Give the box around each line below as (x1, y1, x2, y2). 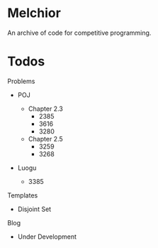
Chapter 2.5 (28, 134, 64, 143)
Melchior (7, 5, 62, 21)
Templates (7, 190, 38, 200)
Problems (7, 77, 35, 85)
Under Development (17, 232, 77, 241)
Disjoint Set (17, 205, 52, 213)
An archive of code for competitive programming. (7, 28, 152, 37)
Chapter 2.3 (28, 104, 64, 113)
